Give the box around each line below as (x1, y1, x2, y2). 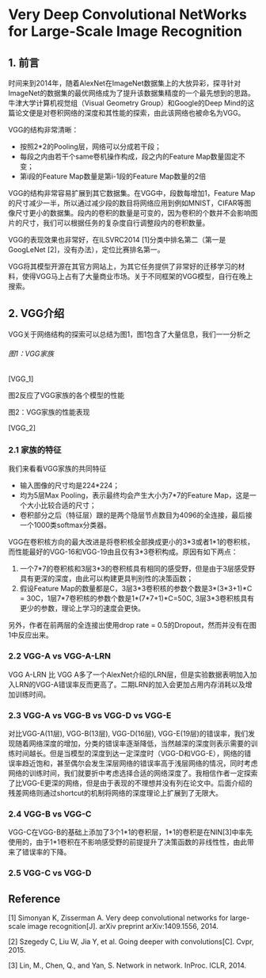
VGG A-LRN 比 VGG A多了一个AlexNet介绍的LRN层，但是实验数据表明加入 (8, 670, 250, 679)
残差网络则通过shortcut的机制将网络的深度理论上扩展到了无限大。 (8, 788, 223, 797)
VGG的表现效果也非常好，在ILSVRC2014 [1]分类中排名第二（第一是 (8, 235, 226, 244)
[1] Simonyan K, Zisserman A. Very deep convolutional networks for (8, 913, 229, 923)
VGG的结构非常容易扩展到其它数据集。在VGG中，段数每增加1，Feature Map (8, 189, 256, 197)
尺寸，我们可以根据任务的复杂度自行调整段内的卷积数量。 (21, 218, 210, 227)
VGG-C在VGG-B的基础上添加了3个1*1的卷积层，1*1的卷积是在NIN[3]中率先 (8, 827, 253, 837)
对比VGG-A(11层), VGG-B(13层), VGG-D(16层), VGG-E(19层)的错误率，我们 (8, 728, 249, 738)
